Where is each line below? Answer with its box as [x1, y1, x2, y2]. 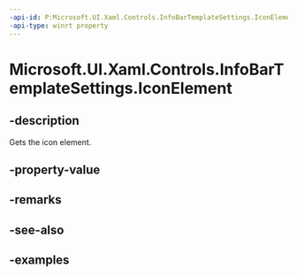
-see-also [9, 222, 65, 237]
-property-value [9, 162, 101, 177]
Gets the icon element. [9, 136, 92, 147]
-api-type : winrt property [9, 21, 109, 30]
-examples [9, 253, 70, 268]
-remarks [9, 192, 62, 208]
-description [9, 113, 80, 128]
